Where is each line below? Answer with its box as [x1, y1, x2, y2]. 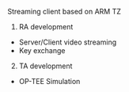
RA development [18, 22, 74, 31]
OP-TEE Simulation [18, 77, 81, 86]
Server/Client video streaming [18, 37, 116, 47]
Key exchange [18, 46, 66, 55]
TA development [18, 61, 73, 71]
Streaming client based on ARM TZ [7, 7, 122, 16]
